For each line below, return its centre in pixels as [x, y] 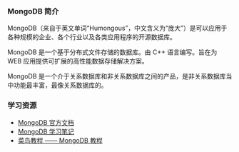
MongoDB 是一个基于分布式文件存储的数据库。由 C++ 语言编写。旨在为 [112, 52]
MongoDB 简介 [33, 11]
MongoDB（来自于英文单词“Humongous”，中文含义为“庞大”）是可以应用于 [117, 28]
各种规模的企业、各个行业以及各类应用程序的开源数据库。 [92, 37]
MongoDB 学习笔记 [46, 131]
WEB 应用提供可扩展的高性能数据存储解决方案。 [78, 61]
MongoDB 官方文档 [46, 122]
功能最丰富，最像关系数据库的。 [60, 85]
